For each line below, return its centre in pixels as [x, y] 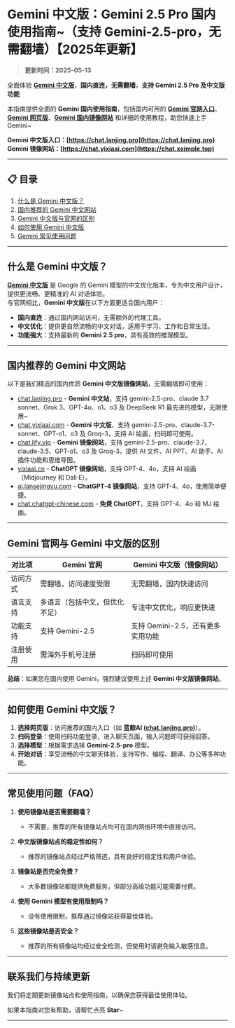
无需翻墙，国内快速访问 [170, 584]
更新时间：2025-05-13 [58, 70]
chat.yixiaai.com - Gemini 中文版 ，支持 [74, 425]
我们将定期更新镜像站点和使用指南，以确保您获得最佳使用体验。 [99, 995]
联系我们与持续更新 [49, 976]
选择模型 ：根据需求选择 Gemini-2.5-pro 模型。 [85, 745]
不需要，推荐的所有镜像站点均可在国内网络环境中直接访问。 [114, 826]
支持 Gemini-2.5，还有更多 [176, 626]
